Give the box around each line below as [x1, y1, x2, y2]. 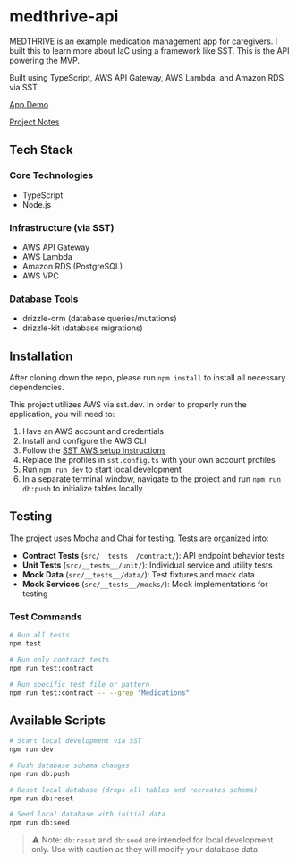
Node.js [21, 199, 52, 209]
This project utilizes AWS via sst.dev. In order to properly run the [9, 399, 248, 410]
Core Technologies [9, 169, 94, 182]
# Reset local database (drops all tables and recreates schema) [9, 785, 258, 794]
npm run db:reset [9, 794, 74, 803]
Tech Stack [9, 142, 73, 158]
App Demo [9, 98, 49, 109]
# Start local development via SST [9, 737, 142, 746]
